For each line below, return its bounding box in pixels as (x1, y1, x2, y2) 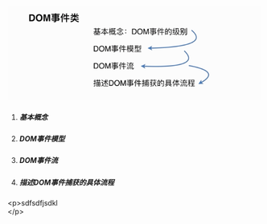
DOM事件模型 (18, 133, 65, 143)
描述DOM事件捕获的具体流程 (18, 177, 114, 187)
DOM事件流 (18, 156, 58, 165)
